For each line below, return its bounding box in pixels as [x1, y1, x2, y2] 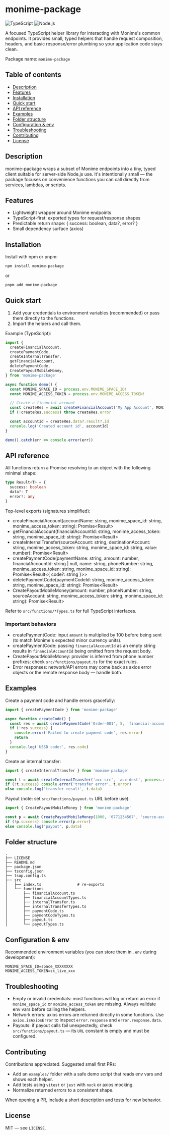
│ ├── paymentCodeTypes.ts [5, 913, 75, 918]
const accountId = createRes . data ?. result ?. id [10, 419, 109, 424]
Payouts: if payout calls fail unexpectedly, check [12, 1022, 113, 1029]
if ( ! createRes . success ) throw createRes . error [10, 410, 112, 415]
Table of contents [5, 71, 61, 79]
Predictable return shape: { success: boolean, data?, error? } [12, 221, 138, 227]
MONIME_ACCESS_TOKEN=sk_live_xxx [5, 968, 75, 974]
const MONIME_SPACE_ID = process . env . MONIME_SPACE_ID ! [10, 387, 127, 392]
